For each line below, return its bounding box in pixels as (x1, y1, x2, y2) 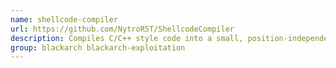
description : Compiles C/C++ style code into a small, (10, 33, 244, 43)
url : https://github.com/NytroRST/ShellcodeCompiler (10, 24, 235, 34)
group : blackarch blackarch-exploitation (10, 42, 186, 53)
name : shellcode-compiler (10, 14, 118, 25)
